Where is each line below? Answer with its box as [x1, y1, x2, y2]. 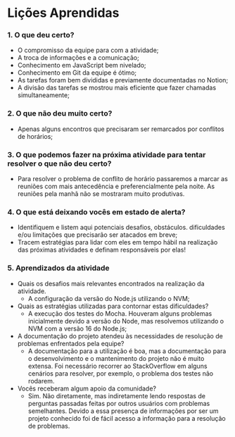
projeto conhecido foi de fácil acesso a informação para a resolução [27, 414, 227, 422]
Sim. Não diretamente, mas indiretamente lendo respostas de [27, 391, 206, 400]
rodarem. [27, 376, 55, 385]
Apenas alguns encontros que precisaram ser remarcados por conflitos [17, 125, 224, 133]
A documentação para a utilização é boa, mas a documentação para [27, 347, 227, 355]
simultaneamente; [17, 91, 70, 99]
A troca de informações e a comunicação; [17, 54, 139, 62]
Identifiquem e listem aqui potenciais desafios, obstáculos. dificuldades [17, 223, 225, 232]
